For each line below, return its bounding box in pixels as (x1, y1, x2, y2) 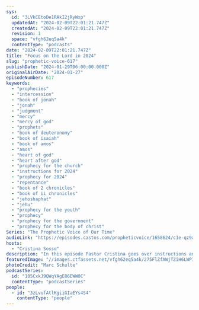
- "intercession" (11, 91, 54, 97)
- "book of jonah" (11, 97, 57, 103)
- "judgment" (11, 108, 44, 114)
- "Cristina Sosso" (11, 245, 60, 252)
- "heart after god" (11, 158, 62, 164)
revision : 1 (11, 31, 41, 37)
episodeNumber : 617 (6, 75, 54, 81)
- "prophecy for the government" (11, 218, 94, 224)
